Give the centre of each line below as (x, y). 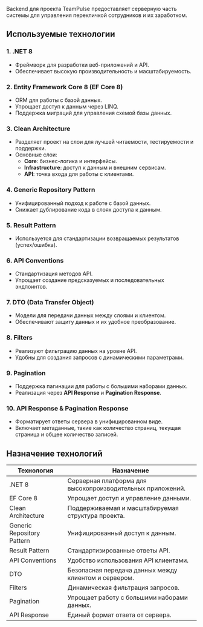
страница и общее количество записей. (66, 434)
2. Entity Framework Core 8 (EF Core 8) (65, 87)
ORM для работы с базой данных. (59, 100)
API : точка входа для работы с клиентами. (79, 174)
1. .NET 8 (20, 52)
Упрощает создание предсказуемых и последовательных (89, 280)
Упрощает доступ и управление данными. (129, 498)
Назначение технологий (54, 453)
